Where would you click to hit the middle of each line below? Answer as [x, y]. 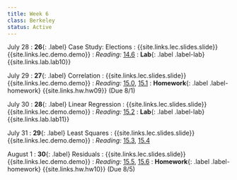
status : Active [30, 27]
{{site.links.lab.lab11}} [39, 119]
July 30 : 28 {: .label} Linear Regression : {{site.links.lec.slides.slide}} [107, 104]
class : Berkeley [31, 20]
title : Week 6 [28, 14]
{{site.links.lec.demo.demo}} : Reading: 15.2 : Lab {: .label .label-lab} [106, 112]
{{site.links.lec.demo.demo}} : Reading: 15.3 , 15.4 [79, 140]
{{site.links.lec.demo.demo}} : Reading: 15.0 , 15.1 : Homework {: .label [108, 83]
